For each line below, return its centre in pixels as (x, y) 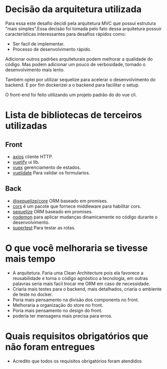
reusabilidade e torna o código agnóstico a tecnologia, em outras (80, 278)
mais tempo (30, 259)
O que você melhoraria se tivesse (76, 248)
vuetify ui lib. (26, 162)
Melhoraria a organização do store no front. (58, 305)
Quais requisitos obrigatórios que (77, 336)
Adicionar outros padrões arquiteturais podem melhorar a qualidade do (79, 59)
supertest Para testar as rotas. (44, 227)
